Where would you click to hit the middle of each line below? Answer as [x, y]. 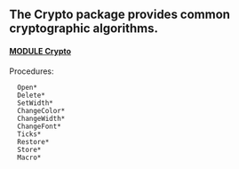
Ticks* [29, 134]
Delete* [32, 95]
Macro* [29, 157]
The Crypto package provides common [120, 15]
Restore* [33, 141]
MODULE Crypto [40, 51]
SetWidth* [35, 103]
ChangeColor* [41, 110]
